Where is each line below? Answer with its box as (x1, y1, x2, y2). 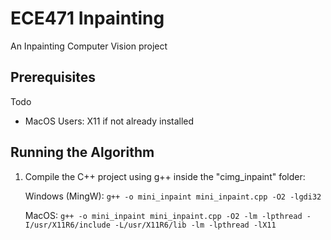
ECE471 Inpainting (10, 7, 165, 30)
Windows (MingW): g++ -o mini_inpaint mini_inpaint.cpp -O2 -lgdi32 (24, 190, 322, 202)
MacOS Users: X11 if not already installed (24, 115, 195, 127)
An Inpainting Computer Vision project (10, 40, 168, 52)
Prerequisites (10, 69, 96, 86)
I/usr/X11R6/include (24, 220, 111, 230)
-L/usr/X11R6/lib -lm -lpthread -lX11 (114, 220, 277, 230)
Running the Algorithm (10, 144, 155, 161)
